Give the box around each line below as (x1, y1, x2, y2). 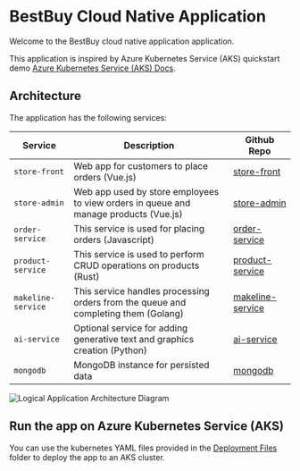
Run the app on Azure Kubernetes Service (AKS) (9, 418, 284, 434)
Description (123, 139, 175, 151)
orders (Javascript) (73, 233, 154, 246)
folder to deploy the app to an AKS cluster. (9, 451, 165, 462)
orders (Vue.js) (73, 171, 137, 183)
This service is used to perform (73, 248, 205, 260)
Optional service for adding (73, 322, 188, 334)
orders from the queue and (73, 296, 187, 308)
